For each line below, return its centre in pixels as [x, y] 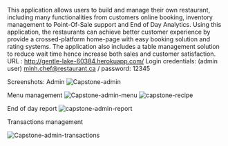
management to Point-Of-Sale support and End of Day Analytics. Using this [114, 24]
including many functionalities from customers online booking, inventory [110, 17]
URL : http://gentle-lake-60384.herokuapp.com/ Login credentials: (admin [112, 61]
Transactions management [45, 122]
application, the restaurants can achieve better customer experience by [109, 32]
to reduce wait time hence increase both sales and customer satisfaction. [112, 54]
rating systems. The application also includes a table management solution [113, 46]
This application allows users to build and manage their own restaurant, [109, 10]
